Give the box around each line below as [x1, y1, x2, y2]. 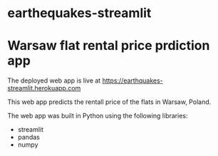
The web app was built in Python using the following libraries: [7, 112, 188, 120]
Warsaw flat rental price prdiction [7, 38, 210, 54]
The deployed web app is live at [7, 76, 101, 85]
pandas [17, 133, 41, 142]
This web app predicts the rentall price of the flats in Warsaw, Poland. [7, 98, 212, 106]
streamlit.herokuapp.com [7, 84, 81, 93]
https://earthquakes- [102, 76, 164, 85]
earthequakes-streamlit [7, 5, 152, 21]
